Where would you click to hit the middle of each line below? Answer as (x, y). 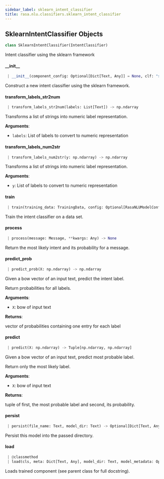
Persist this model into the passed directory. (49, 435)
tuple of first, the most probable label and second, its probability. (70, 404)
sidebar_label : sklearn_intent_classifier (49, 10)
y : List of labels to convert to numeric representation (65, 186)
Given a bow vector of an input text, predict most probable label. (70, 357)
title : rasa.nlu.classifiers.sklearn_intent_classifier (63, 14)
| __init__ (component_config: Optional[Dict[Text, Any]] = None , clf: (80, 76)
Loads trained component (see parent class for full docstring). (68, 471)
